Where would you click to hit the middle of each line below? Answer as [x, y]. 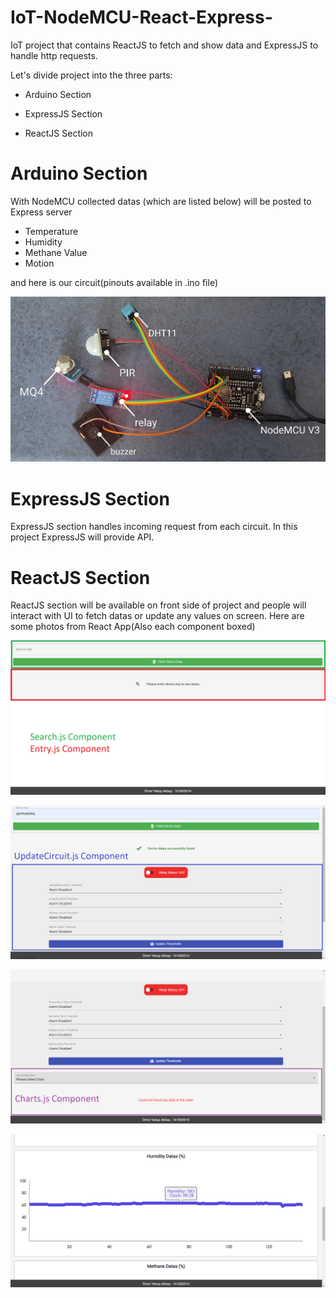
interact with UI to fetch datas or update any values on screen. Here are [157, 616]
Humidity [43, 242]
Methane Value [56, 252]
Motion [39, 263]
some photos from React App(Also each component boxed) [133, 627]
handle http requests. [54, 55]
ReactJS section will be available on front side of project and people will [158, 605]
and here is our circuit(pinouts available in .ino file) [114, 282]
